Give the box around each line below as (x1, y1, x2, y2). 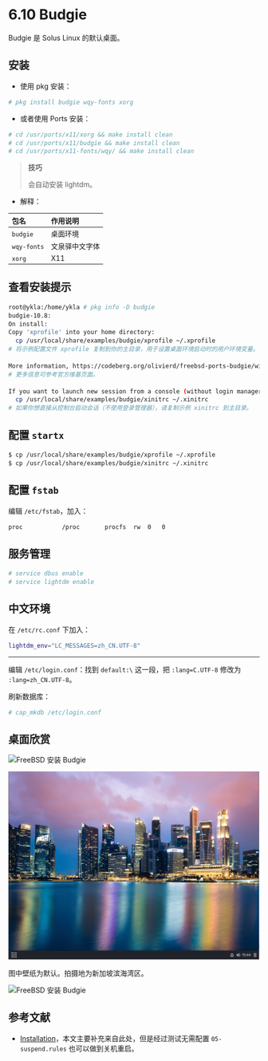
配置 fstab (8, 483, 59, 497)
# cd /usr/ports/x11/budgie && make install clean (8, 139, 180, 147)
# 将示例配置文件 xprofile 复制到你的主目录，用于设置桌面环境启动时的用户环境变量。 (8, 345, 259, 353)
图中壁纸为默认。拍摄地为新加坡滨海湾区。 (8, 968, 148, 978)
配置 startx (8, 428, 65, 442)
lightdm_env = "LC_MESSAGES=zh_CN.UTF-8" (8, 641, 141, 649)
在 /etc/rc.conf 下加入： (8, 625, 90, 634)
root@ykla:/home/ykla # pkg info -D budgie (8, 303, 156, 311)
